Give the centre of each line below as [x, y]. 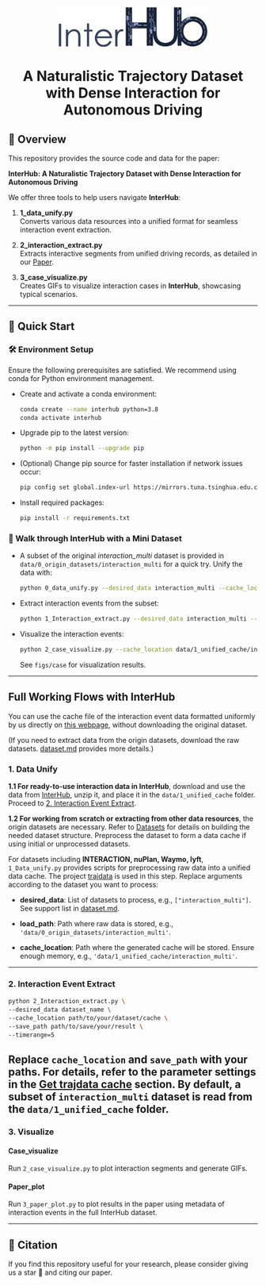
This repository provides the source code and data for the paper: [114, 158]
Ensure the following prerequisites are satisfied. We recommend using [123, 370]
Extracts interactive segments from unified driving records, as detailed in [138, 253]
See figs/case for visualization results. [83, 664]
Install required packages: [62, 502]
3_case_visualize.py [53, 277]
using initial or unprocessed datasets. [69, 844]
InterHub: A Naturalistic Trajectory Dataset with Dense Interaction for [125, 173]
